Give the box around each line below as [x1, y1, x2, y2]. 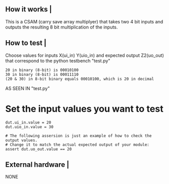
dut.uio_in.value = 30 [5, 124, 54, 130]
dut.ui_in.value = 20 [5, 120, 52, 125]
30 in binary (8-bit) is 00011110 [5, 72, 79, 77]
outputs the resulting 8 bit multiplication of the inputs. [5, 24, 118, 30]
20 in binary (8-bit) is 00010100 [5, 67, 79, 73]
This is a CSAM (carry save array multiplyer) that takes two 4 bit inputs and [5, 18, 163, 24]
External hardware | [5, 160, 69, 169]
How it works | [5, 5, 52, 14]
